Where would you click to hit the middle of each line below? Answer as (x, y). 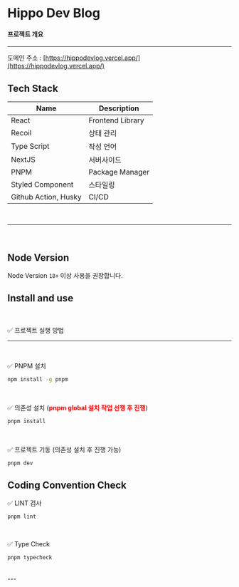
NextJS (23, 160)
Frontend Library (116, 120)
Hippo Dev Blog (54, 13)
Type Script (30, 146)
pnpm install (27, 421)
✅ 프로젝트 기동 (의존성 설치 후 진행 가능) (64, 450)
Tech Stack (33, 88)
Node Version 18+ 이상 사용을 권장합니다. (65, 276)
